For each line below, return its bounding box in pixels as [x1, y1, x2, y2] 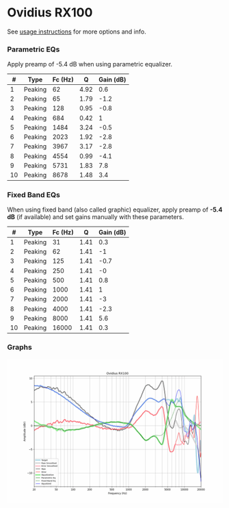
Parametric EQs [7, 45, 60, 54]
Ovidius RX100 [7, 5, 93, 21]
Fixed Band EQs [7, 190, 60, 199]
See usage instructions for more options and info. [7, 27, 147, 36]
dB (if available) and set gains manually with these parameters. [7, 213, 185, 221]
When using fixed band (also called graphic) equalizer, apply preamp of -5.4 [7, 205, 223, 214]
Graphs [7, 342, 32, 352]
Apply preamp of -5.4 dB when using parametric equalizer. [7, 60, 173, 68]
